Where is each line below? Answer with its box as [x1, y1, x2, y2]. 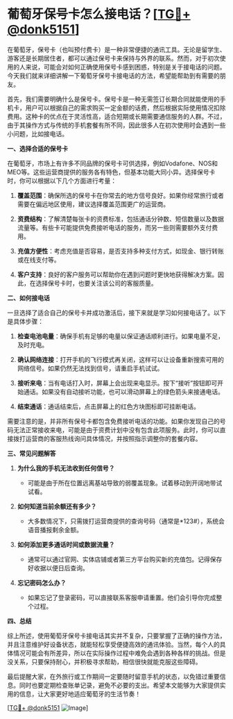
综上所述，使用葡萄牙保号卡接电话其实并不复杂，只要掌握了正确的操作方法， [7, 631, 226, 640]
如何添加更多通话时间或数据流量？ [17, 540, 115, 549]
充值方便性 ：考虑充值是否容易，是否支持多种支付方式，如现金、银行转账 [17, 247, 224, 255]
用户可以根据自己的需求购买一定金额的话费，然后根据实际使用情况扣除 [25, 104, 226, 112]
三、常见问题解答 [7, 449, 56, 457]
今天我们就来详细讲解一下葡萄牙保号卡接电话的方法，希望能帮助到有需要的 [7, 71, 220, 80]
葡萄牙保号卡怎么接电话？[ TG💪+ [7, 6, 191, 22]
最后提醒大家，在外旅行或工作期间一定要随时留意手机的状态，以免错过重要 [7, 672, 220, 681]
